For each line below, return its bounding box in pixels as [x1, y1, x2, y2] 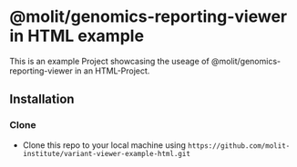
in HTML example [9, 25, 144, 46]
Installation [9, 92, 75, 107]
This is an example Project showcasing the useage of [9, 55, 210, 66]
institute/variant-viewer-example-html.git [22, 149, 191, 158]
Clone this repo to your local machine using [22, 139, 187, 151]
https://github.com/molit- [188, 141, 291, 151]
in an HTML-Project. [74, 65, 150, 76]
